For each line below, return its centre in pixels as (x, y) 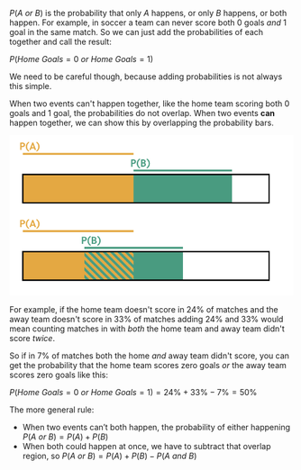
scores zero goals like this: (59, 375)
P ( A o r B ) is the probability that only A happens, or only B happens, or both (148, 13)
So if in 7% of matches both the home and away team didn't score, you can (150, 356)
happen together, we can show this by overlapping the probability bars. (142, 122)
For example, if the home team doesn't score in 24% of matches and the (144, 310)
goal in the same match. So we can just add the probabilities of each (137, 32)
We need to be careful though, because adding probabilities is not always (146, 77)
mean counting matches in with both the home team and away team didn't (147, 329)
